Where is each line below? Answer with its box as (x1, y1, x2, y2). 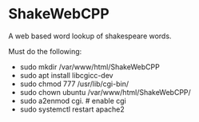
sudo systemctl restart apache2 (19, 104, 125, 114)
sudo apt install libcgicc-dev (19, 70, 113, 80)
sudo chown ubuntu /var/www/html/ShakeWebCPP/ (19, 87, 192, 96)
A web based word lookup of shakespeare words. (8, 31, 172, 41)
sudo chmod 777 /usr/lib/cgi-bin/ (19, 79, 129, 89)
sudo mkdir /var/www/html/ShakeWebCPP (19, 61, 160, 72)
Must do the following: (8, 46, 82, 56)
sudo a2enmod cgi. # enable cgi (19, 96, 126, 105)
